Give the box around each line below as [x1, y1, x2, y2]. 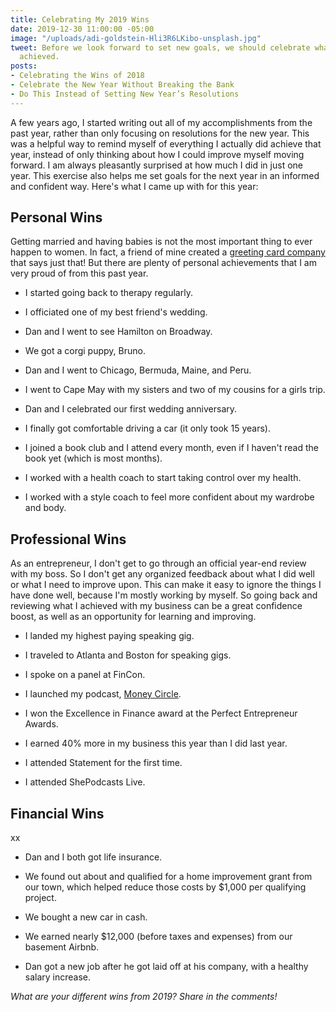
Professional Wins [10, 531, 127, 548]
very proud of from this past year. [10, 267, 149, 280]
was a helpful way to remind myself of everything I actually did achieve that [10, 137, 322, 150]
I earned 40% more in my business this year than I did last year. [24, 737, 288, 750]
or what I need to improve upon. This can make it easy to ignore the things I [10, 579, 322, 591]
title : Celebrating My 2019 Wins [10, 14, 150, 25]
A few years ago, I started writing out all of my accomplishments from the [10, 116, 313, 128]
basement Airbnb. [24, 941, 100, 953]
